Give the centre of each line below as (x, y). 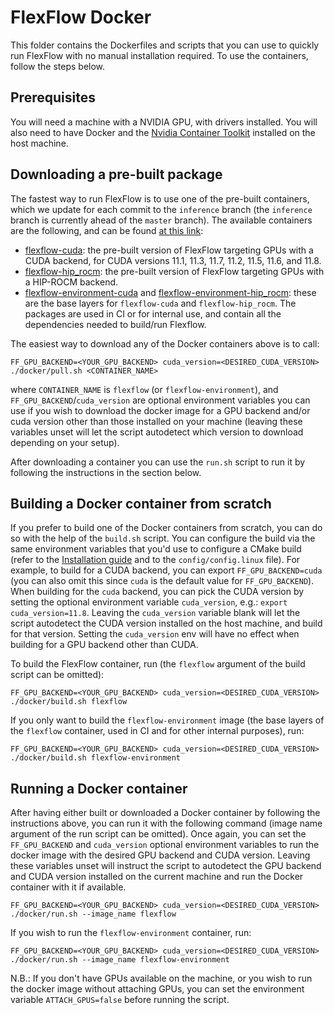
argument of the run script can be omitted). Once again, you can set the (158, 834)
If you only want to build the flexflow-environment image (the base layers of (167, 720)
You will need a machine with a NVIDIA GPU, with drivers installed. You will (164, 122)
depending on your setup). (65, 442)
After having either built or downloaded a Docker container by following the (165, 813)
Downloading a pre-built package (116, 174)
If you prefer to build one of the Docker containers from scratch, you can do (166, 528)
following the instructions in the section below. (106, 472)
